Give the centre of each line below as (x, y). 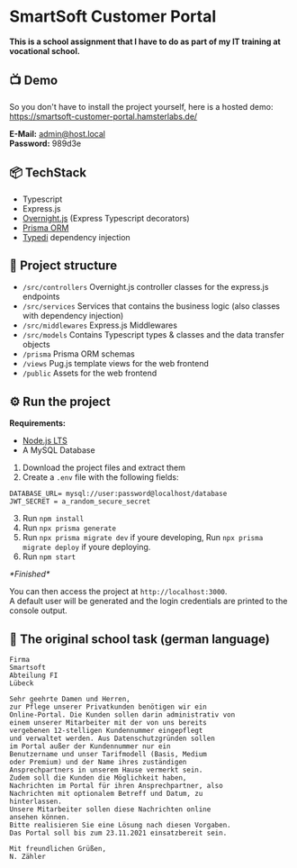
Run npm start (49, 556)
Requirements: (37, 423)
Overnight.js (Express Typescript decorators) (106, 218)
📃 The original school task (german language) (139, 639)
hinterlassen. (36, 801)
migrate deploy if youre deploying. (86, 547)
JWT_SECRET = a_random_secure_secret (80, 502)
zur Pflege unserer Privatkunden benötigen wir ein (108, 707)
